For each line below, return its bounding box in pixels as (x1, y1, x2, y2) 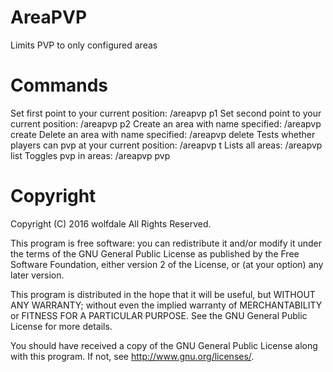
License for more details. (10, 320, 113, 332)
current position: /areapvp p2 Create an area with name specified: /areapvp (10, 117, 322, 130)
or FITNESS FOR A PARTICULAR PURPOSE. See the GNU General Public (10, 309, 308, 321)
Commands (10, 74, 109, 97)
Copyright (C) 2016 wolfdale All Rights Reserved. (10, 217, 212, 230)
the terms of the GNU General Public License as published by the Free (10, 247, 300, 260)
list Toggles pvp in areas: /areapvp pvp (10, 149, 171, 161)
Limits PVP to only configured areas (10, 39, 158, 51)
